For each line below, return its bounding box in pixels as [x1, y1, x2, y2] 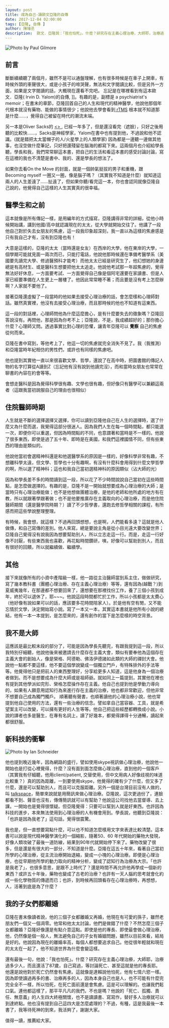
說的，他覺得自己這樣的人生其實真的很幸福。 [9, 185, 102, 191]
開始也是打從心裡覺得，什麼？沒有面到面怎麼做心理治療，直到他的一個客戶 [5, 765, 159, 771]
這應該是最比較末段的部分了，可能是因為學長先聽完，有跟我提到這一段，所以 [5, 643, 164, 649]
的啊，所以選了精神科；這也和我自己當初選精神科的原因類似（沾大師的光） [5, 466, 159, 472]
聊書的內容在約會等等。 [5, 369, 54, 376]
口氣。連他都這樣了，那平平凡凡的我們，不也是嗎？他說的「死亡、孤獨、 [5, 988, 155, 994]
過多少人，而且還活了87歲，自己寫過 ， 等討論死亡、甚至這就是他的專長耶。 [5, 962, 160, 968]
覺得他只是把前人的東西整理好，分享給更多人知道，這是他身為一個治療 [18, 668, 164, 674]
